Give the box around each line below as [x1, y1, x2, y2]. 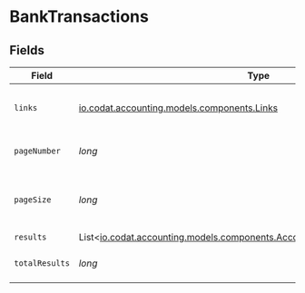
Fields [9, 43, 45, 58]
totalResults [14, 259, 71, 269]
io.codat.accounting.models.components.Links [78, 102, 279, 114]
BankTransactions [9, 6, 150, 27]
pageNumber [14, 146, 61, 156]
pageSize [14, 195, 52, 205]
